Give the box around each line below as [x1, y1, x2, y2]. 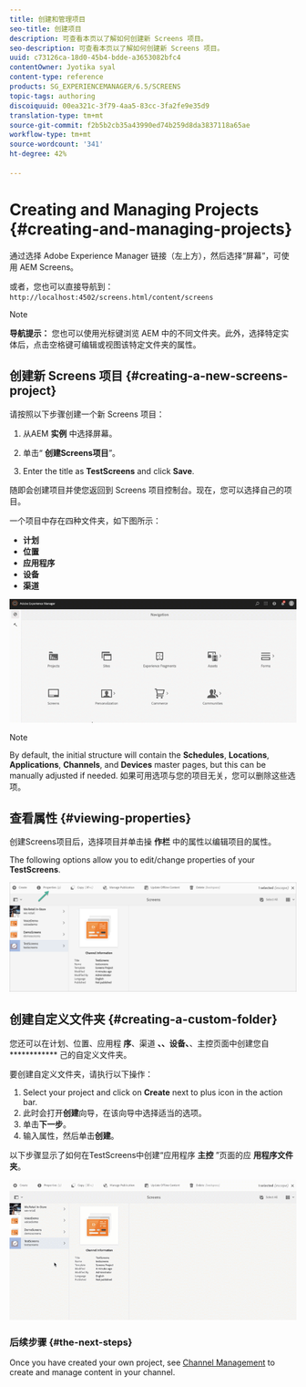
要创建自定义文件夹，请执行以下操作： [9, 1068, 153, 1080]
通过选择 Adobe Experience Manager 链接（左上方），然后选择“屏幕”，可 [9, 250, 282, 261]
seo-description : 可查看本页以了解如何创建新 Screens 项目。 [9, 44, 225, 53]
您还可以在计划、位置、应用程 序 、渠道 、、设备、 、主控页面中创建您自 [9, 1038, 270, 1049]
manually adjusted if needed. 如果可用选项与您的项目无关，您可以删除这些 [9, 770, 289, 781]
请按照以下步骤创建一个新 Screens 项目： [9, 409, 165, 419]
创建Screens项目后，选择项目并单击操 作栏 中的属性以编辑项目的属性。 [9, 836, 276, 847]
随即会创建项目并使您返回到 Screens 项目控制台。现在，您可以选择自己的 [9, 484, 284, 495]
